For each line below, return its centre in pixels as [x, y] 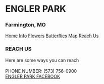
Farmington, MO [26, 25]
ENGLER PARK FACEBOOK [33, 76]
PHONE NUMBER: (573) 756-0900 [41, 71]
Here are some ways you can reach [42, 60]
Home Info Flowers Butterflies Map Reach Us [52, 36]
